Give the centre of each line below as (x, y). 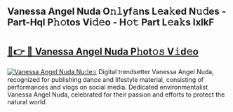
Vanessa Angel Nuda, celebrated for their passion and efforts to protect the (116, 94)
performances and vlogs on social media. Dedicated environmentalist (108, 87)
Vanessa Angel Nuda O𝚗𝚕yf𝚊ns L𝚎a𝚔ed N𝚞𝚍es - (117, 12)
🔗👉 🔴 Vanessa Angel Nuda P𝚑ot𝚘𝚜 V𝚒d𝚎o (103, 51)
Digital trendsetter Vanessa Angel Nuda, (156, 72)
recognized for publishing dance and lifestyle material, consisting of (106, 79)
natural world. (27, 102)
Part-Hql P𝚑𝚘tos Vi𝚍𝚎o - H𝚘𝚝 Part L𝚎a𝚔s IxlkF (111, 23)
